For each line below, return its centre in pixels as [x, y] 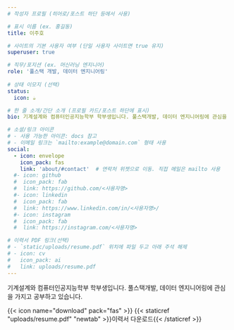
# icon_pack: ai [34, 260]
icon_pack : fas [42, 163]
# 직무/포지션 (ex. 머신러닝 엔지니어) [56, 65]
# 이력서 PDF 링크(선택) [39, 241]
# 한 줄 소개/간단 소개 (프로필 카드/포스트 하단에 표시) [79, 110]
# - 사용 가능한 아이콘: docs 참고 [52, 137]
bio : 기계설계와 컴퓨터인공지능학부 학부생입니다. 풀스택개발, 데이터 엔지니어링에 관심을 [117, 117]
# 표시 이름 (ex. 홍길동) [40, 26]
